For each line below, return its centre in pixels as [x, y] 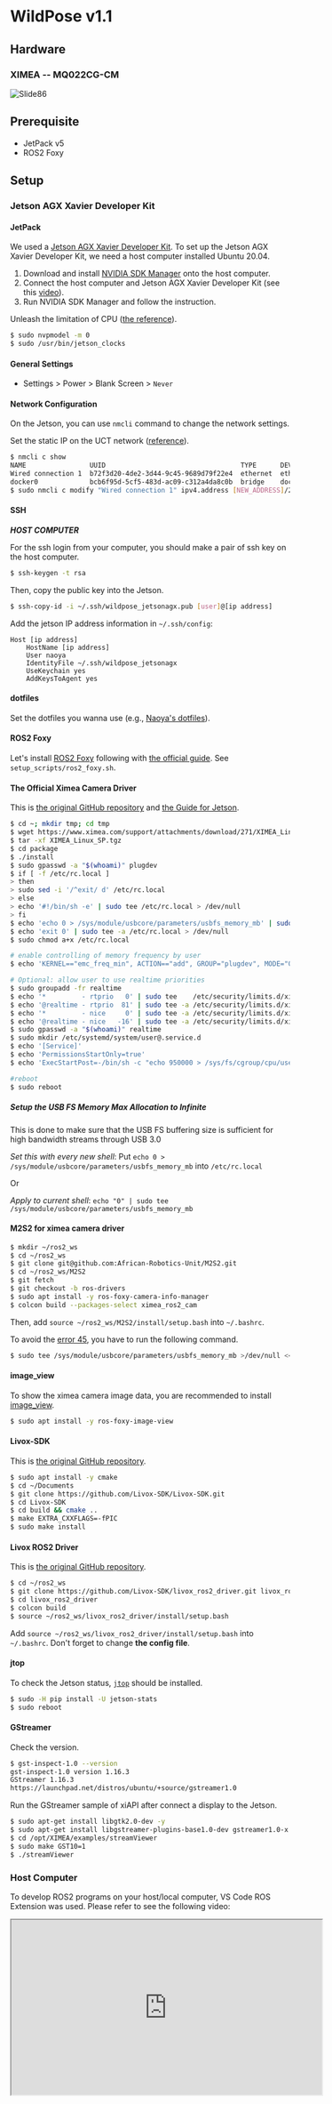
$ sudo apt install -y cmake [64, 1477]
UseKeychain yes [56, 671]
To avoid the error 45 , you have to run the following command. [124, 1339]
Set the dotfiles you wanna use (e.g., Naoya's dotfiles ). [111, 718]
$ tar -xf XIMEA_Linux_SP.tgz [66, 841]
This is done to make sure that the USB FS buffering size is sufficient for [142, 1129]
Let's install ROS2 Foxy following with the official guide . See [119, 759]
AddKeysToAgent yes [62, 679]
